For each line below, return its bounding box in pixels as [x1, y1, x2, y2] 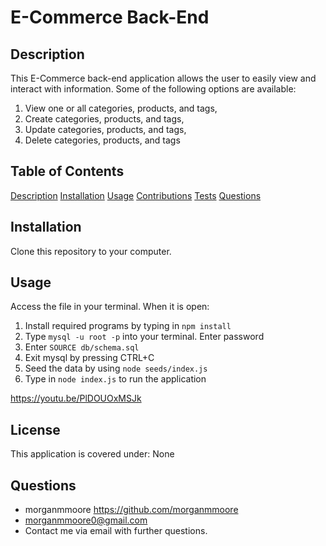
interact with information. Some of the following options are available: [10, 83, 297, 95]
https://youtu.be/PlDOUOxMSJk [10, 392, 142, 405]
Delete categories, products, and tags [24, 134, 181, 146]
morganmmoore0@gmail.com [24, 514, 148, 526]
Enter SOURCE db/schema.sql [24, 341, 140, 353]
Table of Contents [10, 163, 125, 180]
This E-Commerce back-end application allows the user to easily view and [10, 72, 317, 84]
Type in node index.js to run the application [24, 373, 207, 385]
